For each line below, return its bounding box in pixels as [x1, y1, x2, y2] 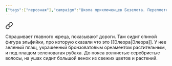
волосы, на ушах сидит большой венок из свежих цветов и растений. [5, 55, 158, 61]
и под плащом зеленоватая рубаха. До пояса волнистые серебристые [5, 49, 160, 56]
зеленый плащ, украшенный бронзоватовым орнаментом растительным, [5, 44, 166, 50]
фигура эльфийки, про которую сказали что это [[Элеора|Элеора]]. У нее [5, 39, 166, 45]
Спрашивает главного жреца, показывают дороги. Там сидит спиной [5, 34, 157, 40]
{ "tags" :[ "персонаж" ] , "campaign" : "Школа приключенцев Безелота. [5, 7, 145, 13]
